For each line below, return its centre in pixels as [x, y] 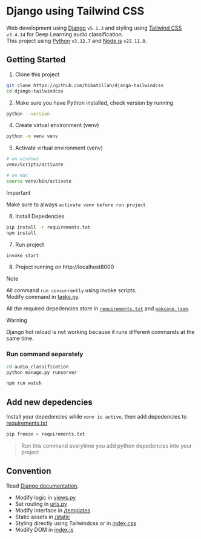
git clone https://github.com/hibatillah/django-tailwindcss [85, 85]
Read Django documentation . [43, 486]
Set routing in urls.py [41, 504]
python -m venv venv [32, 136]
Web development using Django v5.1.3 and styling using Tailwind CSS [94, 28]
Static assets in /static [43, 517]
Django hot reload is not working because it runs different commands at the [100, 332]
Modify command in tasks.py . [43, 297]
